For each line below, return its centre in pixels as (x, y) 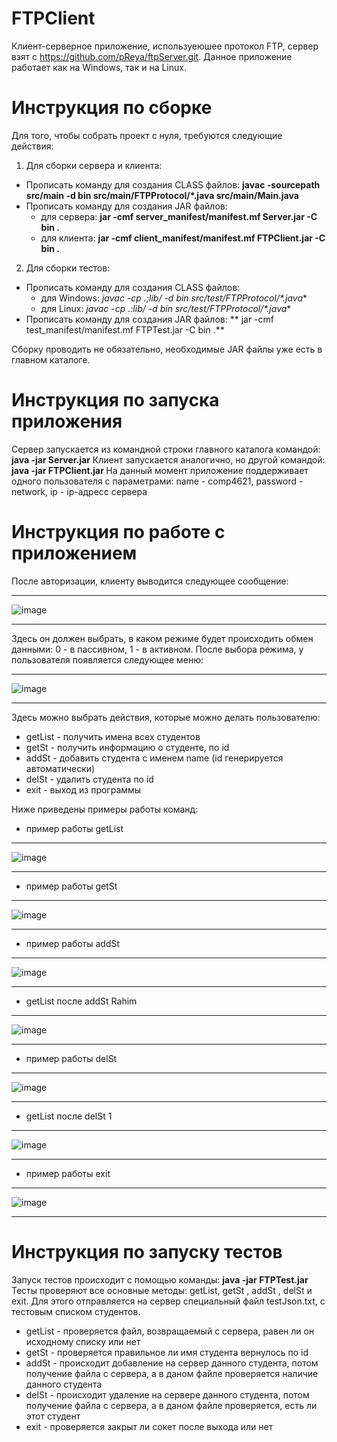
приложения (67, 421)
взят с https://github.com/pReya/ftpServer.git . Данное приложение (152, 56)
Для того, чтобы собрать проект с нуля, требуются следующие (147, 135)
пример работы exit (68, 1173)
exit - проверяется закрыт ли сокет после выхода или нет (149, 1426)
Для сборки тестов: (68, 268)
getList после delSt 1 (69, 1116)
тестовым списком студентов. (76, 1311)
